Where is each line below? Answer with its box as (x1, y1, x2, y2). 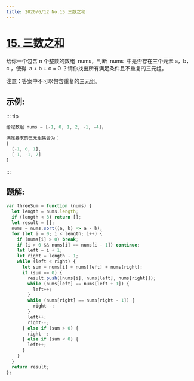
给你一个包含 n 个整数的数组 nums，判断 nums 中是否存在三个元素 (6, 57, 174, 64)
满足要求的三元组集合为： (6, 135, 60, 141)
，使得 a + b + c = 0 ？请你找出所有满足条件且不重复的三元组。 (10, 64, 167, 72)
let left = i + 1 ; (17, 247, 63, 254)
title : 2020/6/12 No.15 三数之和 (6, 8, 86, 15)
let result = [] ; (11, 220, 55, 226)
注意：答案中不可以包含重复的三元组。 (6, 77, 100, 84)
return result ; (11, 364, 50, 370)
